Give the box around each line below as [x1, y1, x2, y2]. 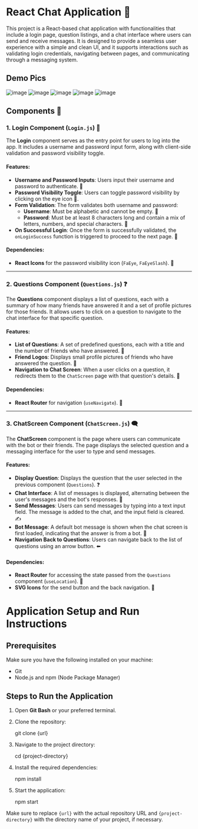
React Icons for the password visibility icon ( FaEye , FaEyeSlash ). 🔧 [14, 259, 174, 266]
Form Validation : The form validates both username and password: [14, 201, 179, 208]
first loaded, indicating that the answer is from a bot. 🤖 [14, 530, 147, 537]
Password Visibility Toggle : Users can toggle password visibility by [14, 189, 180, 196]
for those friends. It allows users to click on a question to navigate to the [6, 308, 181, 315]
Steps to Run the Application [6, 691, 113, 701]
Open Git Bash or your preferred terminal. [14, 707, 117, 714]
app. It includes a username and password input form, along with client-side [6, 143, 192, 150]
